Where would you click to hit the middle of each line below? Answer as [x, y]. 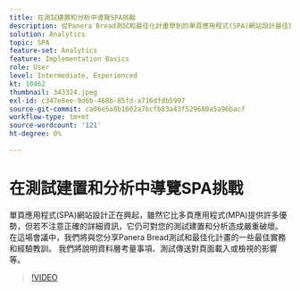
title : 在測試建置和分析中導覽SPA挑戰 [73, 17]
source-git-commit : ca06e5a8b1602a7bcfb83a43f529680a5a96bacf [127, 109]
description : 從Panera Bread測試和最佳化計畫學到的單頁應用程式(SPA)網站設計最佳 [149, 26]
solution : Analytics [48, 34]
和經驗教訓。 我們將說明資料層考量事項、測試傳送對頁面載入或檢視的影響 [143, 248]
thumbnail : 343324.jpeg [54, 92]
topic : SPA [29, 42]
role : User [29, 68]
